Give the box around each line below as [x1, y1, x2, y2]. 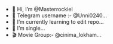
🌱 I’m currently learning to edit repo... [11, 18, 104, 25]
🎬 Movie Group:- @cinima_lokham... [11, 32, 102, 38]
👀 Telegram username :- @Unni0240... [11, 12, 108, 19]
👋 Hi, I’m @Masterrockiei [11, 6, 73, 12]
